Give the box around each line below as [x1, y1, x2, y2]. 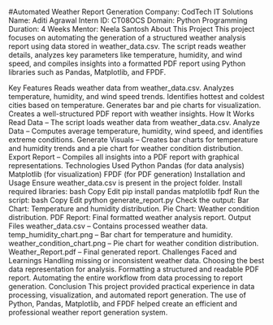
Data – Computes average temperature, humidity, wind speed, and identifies [8, 126, 263, 136]
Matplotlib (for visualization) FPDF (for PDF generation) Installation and [8, 170, 245, 179]
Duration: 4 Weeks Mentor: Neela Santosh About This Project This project [8, 24, 255, 33]
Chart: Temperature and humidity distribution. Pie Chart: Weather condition [8, 204, 260, 214]
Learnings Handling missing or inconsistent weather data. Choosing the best [8, 256, 265, 265]
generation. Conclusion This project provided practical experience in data [8, 282, 255, 291]
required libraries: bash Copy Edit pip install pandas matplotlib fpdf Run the [8, 187, 260, 196]
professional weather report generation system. [8, 308, 168, 317]
